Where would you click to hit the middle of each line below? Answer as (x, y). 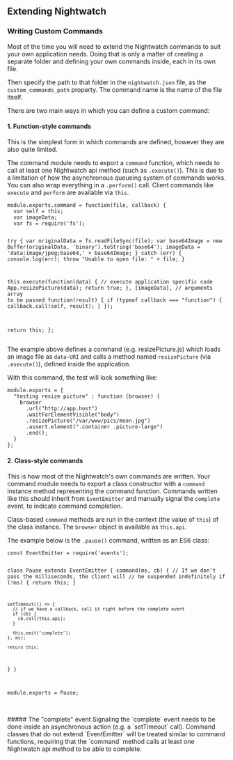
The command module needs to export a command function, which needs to (114, 162)
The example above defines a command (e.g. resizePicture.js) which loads (114, 349)
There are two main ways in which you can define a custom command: (109, 110)
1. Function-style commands (49, 126)
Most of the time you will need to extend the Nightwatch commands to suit (114, 46)
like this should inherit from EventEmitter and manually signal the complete (114, 498)
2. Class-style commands (45, 461)
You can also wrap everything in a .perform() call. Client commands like (111, 185)
